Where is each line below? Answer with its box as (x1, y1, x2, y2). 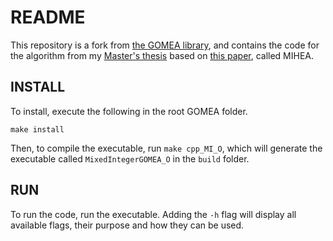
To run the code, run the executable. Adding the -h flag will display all (10, 208, 297, 220)
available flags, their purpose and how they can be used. (10, 219, 245, 231)
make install (10, 124, 65, 135)
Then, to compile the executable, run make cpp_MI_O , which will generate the (10, 142, 323, 154)
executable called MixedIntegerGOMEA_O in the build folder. (10, 152, 250, 165)
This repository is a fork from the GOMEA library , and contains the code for (10, 39, 320, 51)
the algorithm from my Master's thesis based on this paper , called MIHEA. (10, 49, 315, 61)
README (10, 6, 86, 29)
